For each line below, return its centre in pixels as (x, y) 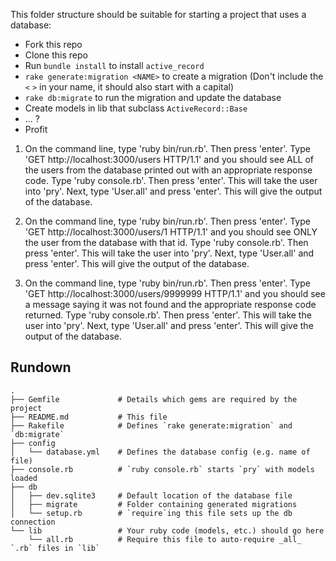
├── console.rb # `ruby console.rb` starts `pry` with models (162, 469)
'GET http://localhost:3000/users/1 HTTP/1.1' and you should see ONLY (171, 232)
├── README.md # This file (89, 417)
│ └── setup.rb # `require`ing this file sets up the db (151, 513)
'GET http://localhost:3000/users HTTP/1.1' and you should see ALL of (169, 159)
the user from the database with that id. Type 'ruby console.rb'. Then (166, 242)
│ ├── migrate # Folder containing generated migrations (154, 504)
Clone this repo (56, 55)
